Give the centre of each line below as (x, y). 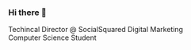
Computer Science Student (52, 37)
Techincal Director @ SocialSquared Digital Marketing (96, 30)
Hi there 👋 (28, 12)
